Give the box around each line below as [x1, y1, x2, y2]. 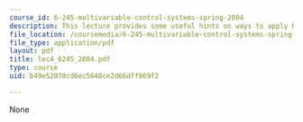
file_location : [9, 30, 67, 39]
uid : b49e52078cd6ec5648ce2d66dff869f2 [9, 72, 160, 81]
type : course [9, 64, 59, 73]
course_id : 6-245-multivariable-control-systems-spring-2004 [9, 13, 244, 22]
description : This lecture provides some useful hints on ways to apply [9, 22, 289, 30]
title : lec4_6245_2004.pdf [9, 55, 111, 64]
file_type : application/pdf [9, 38, 115, 48]
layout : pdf [9, 47, 54, 56]
